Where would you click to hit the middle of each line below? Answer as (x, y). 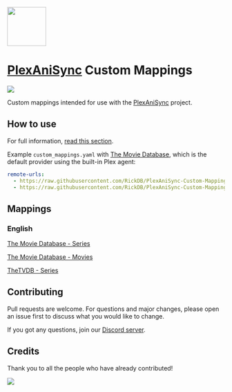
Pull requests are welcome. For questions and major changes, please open (113, 309)
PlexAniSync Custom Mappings (100, 70)
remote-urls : (26, 174)
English (20, 229)
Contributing (35, 292)
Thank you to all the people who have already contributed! (90, 368)
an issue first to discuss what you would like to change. (86, 316)
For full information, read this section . (60, 141)
